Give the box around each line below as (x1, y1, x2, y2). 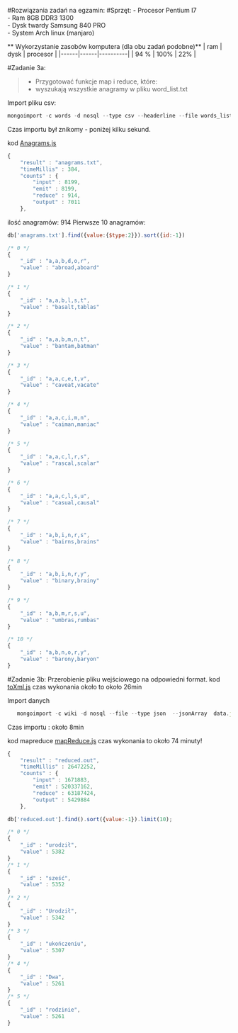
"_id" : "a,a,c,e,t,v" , (20, 375, 91, 382)
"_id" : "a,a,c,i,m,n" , (20, 414, 91, 421)
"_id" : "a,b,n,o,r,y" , (20, 649, 91, 656)
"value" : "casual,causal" (20, 499, 100, 506)
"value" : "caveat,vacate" (20, 382, 100, 389)
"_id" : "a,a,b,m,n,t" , (20, 336, 91, 343)
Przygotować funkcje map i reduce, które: (35, 77, 158, 86)
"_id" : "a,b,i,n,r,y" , (20, 570, 91, 578)
